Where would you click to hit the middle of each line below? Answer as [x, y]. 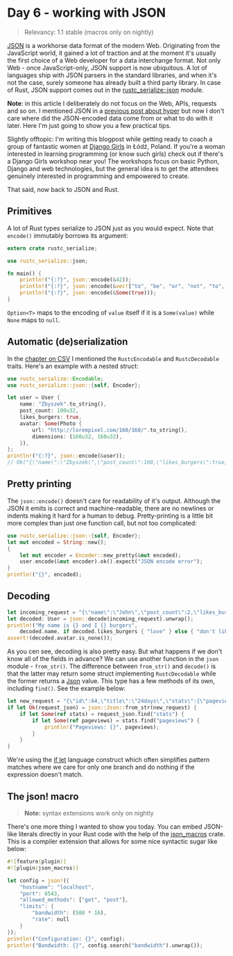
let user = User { [34, 398]
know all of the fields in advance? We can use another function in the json [113, 659]
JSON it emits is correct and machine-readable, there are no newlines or [111, 508]
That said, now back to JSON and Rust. [63, 189]
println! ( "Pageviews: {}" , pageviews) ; [102, 727]
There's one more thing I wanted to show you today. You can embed [105, 827]
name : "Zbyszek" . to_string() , [63, 404]
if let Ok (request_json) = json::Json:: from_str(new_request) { [102, 708]
